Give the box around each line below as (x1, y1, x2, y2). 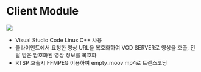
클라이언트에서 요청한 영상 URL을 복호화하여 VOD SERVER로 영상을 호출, (15, 44, 189, 51)
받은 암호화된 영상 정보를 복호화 (21, 51, 97, 59)
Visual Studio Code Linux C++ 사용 (15, 36, 102, 44)
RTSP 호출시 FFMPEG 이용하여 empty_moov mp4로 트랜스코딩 (15, 59, 167, 66)
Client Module (6, 4, 79, 18)
